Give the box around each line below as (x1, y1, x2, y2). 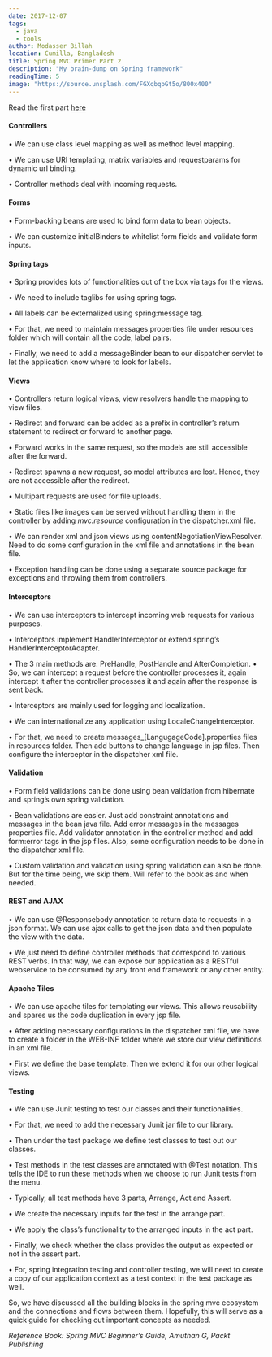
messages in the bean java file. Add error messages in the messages (8, 819, 240, 829)
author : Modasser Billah (8, 42, 93, 50)
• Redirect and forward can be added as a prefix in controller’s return (8, 418, 240, 428)
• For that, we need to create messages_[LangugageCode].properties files (8, 732, 257, 742)
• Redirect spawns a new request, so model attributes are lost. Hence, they (8, 467, 260, 476)
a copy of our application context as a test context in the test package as (8, 1273, 253, 1283)
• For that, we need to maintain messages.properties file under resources (8, 324, 254, 334)
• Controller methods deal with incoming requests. (8, 179, 178, 189)
